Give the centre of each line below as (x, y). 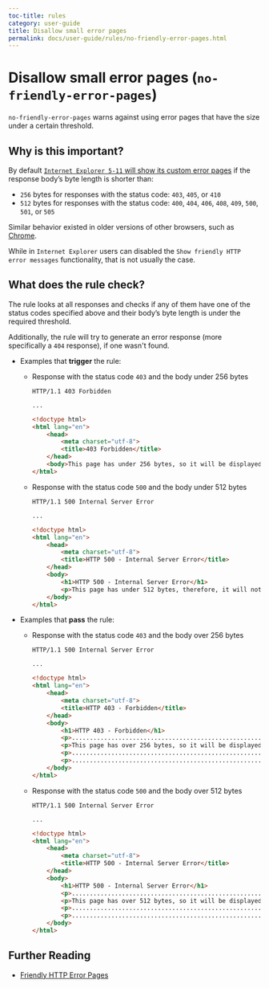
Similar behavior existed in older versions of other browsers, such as (121, 227)
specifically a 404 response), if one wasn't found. (89, 345)
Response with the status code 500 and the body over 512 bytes (137, 790)
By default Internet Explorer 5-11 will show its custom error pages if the (129, 170)
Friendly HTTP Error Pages (64, 975)
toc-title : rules (37, 16)
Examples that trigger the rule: (70, 361)
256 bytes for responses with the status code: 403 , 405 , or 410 (120, 194)
